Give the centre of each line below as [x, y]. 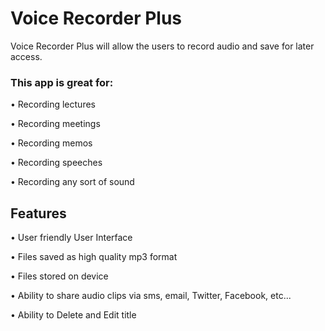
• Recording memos [51, 143]
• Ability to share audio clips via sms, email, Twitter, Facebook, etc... [151, 296]
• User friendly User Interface [71, 238]
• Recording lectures [53, 104]
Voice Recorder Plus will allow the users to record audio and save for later [162, 46]
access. [26, 56]
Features [38, 213]
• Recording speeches [56, 163]
